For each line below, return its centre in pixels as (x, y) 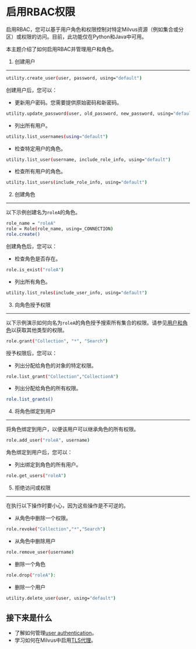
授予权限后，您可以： (32, 353)
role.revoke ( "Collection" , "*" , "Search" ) (56, 529)
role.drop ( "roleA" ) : (31, 575)
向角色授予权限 (32, 304)
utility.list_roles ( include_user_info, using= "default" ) (77, 293)
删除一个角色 (30, 564)
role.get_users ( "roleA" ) (36, 476)
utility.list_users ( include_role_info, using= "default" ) (77, 183)
